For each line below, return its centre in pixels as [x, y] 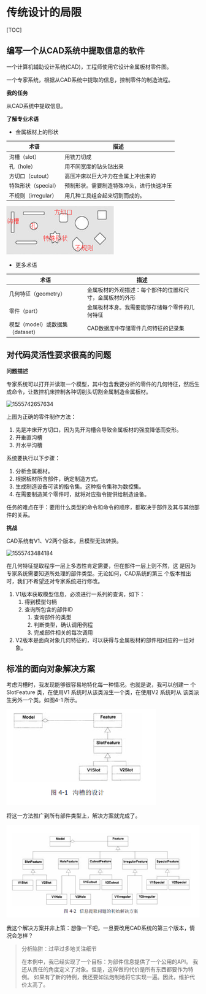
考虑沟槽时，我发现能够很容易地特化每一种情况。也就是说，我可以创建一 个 [101, 685]
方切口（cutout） [30, 176]
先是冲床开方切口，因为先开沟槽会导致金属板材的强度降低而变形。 [98, 429]
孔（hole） [23, 166]
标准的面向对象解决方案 [51, 669]
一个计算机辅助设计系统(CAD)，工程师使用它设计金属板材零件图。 [89, 67]
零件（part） [25, 311]
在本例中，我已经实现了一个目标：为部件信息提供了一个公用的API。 [106, 962]
